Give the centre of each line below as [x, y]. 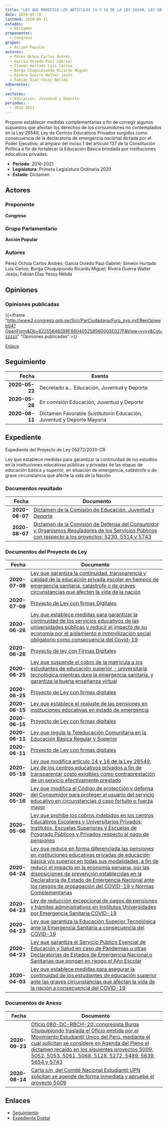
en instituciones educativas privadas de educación [90, 855]
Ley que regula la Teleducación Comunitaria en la [88, 732]
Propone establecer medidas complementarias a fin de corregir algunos [79, 122]
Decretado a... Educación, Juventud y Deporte [93, 388]
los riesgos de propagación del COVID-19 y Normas [92, 887]
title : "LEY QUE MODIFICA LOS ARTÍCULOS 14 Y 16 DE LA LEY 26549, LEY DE [84, 10]
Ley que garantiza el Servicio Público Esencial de [88, 942]
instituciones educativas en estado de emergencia [90, 710]
